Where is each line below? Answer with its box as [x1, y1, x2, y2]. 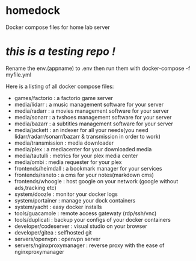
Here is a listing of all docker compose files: [5, 83, 114, 90]
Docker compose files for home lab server [5, 24, 111, 31]
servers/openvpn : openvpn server [14, 235, 101, 242]
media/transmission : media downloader [14, 139, 114, 146]
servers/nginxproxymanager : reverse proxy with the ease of [14, 242, 165, 249]
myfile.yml [5, 71, 31, 78]
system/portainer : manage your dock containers [14, 197, 136, 204]
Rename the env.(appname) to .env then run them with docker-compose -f [5, 64, 191, 72]
